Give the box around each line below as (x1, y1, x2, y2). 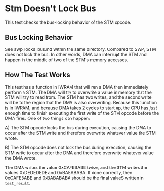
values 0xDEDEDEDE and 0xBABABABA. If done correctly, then (5, 169, 133, 175)
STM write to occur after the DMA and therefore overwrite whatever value (5, 150, 154, 156)
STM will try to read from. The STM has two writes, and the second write (5, 94, 152, 100)
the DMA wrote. (5, 155, 37, 161)
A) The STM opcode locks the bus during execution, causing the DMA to (5, 124, 152, 130)
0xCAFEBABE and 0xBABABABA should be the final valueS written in (5, 175, 144, 181)
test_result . (5, 180, 31, 186)
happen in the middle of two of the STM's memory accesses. (5, 57, 128, 63)
